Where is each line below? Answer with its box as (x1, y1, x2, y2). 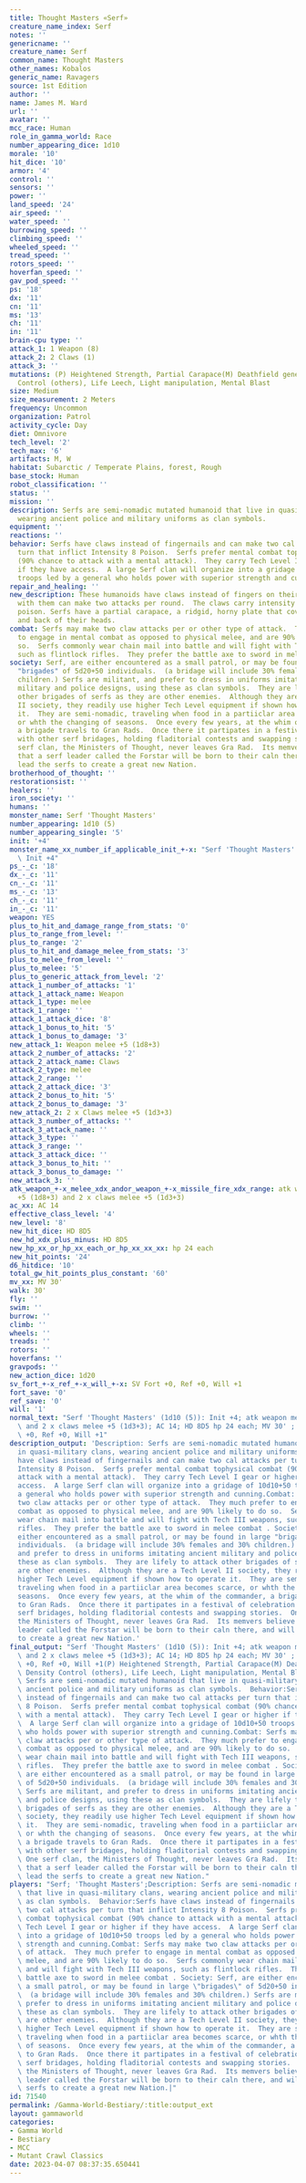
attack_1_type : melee (9, 997, 92, 1007)
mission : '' (9, 496, 55, 507)
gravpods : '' (9, 1363, 59, 1372)
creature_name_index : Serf (9, 22, 112, 31)
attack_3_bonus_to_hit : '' (9, 1159, 112, 1168)
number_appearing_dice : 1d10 (9, 141, 120, 150)
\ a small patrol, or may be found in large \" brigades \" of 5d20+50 (17, 1981, 287, 1990)
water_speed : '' (9, 216, 71, 226)
